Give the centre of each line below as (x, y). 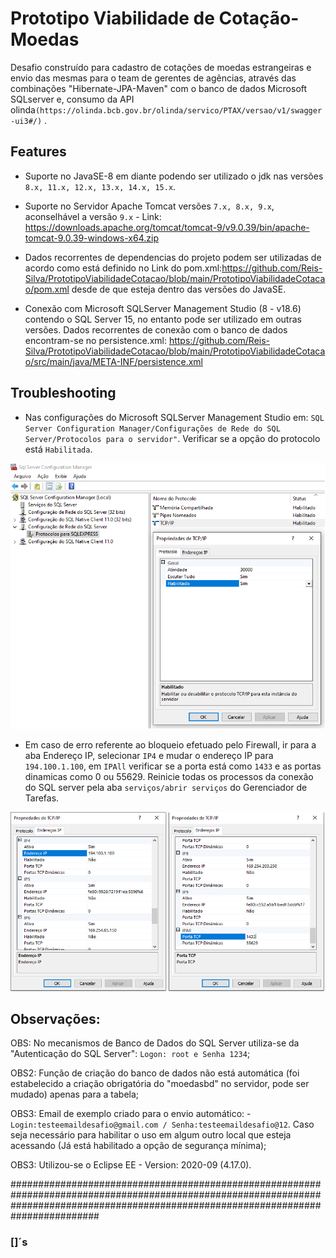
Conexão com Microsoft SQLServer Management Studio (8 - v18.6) (163, 308)
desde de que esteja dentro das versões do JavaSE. (179, 289)
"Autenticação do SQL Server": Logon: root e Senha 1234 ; (130, 1054)
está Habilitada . (58, 449)
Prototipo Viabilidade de (112, 18)
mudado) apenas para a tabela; (75, 1094)
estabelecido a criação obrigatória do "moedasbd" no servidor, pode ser (160, 1084)
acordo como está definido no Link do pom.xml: (123, 268)
